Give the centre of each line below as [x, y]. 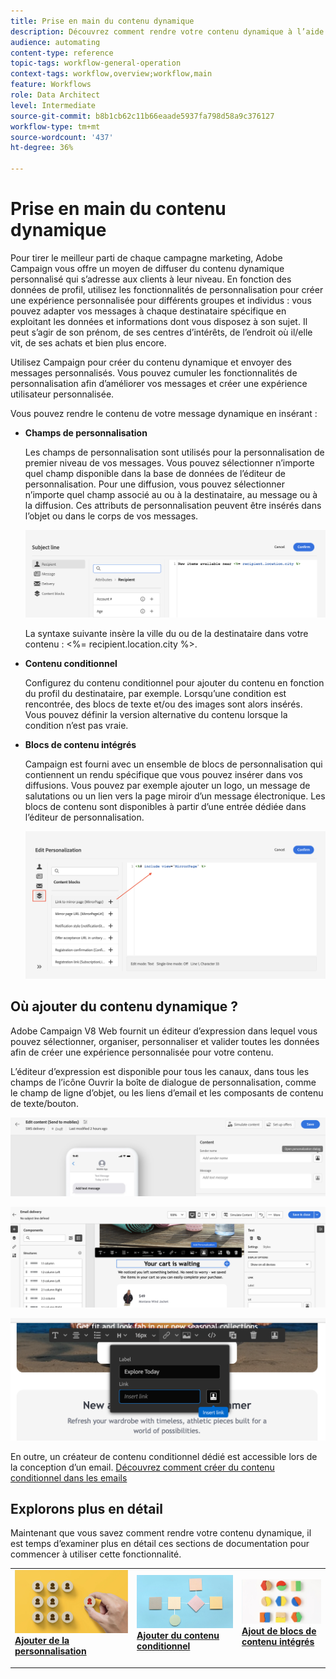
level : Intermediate [53, 105]
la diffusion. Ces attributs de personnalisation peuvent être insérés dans [173, 505]
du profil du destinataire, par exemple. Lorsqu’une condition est [155, 694]
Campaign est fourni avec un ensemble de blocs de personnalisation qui [173, 764]
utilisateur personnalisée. [62, 394]
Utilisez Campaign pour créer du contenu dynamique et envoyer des [151, 362]
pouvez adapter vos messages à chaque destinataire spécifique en [148, 311]
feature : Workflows [51, 85]
